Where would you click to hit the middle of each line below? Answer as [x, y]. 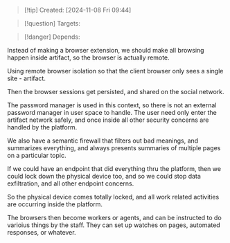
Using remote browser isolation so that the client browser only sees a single [115, 71]
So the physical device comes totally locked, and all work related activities [113, 197]
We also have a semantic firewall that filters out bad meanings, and [103, 141]
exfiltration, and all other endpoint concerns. [71, 183]
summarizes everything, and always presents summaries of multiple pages [114, 148]
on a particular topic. [37, 155]
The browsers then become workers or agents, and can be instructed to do [114, 218]
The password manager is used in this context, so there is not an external [112, 105]
